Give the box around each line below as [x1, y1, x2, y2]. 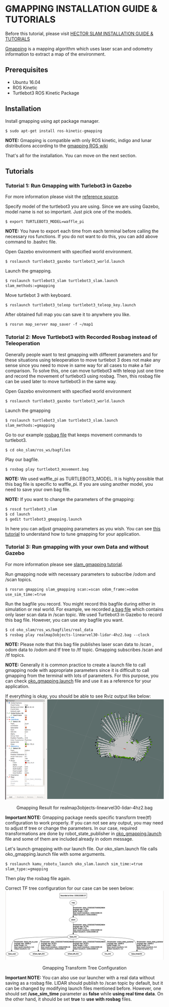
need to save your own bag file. [5, 486, 71, 492]
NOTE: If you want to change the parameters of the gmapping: [5, 496, 135, 502]
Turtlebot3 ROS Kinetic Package [12, 89, 79, 96]
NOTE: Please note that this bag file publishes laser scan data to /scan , [5, 641, 154, 647]
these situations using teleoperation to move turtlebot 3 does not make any [5, 357, 161, 363]
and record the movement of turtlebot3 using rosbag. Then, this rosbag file [5, 373, 161, 379]
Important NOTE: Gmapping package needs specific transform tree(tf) [5, 814, 152, 820]
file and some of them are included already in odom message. [5, 836, 134, 842]
